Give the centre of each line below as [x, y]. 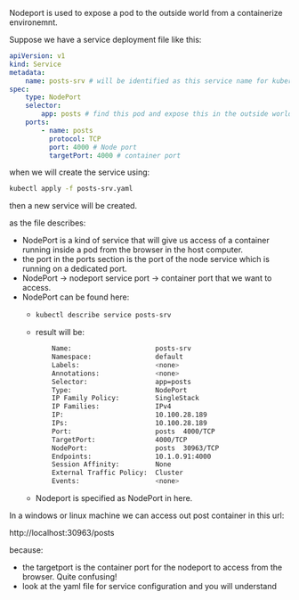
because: [26, 550]
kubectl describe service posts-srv [103, 316]
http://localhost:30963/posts [62, 533]
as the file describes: [48, 223]
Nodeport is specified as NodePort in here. [114, 498]
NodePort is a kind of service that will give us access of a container [145, 241]
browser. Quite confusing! [69, 577]
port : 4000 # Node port [93, 147]
